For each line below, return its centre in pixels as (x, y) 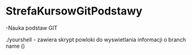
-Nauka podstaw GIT (32, 28)
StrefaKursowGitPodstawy (74, 11)
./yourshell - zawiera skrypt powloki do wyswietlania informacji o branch (96, 39)
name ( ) (15, 46)
